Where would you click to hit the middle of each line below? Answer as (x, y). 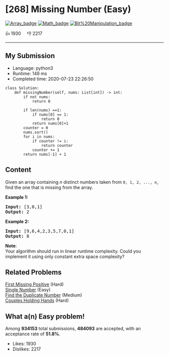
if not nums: (37, 97)
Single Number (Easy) (28, 290)
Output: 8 (17, 236)
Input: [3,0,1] (24, 207)
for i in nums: (39, 137)
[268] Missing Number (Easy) (68, 9)
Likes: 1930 (24, 344)
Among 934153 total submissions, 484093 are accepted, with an (73, 329)
